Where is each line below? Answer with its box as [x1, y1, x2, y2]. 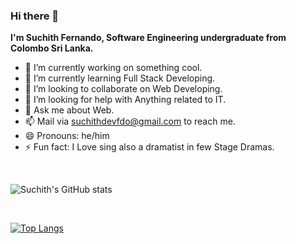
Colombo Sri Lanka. [10, 42, 94, 54]
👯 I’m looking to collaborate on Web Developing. [24, 83, 223, 95]
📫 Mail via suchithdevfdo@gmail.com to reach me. [24, 115, 236, 128]
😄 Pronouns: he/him [24, 130, 110, 142]
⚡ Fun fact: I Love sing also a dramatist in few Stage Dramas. [24, 141, 275, 153]
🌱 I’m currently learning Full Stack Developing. [24, 72, 216, 84]
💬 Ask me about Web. [24, 104, 115, 116]
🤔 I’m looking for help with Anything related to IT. [24, 94, 227, 106]
